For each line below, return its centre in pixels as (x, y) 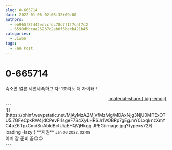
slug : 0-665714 (21, 10)
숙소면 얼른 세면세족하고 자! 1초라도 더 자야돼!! (51, 88)
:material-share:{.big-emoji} (137, 98)
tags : (11, 44)
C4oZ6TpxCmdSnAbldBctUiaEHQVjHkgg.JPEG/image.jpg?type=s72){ (79, 125)
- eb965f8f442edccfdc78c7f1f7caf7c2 (49, 24)
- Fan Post (21, 48)
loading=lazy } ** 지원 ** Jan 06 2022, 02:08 (48, 132)
